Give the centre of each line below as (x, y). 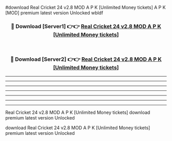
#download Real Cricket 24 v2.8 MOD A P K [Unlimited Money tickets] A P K (85, 7)
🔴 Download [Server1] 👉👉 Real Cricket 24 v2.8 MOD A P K (86, 26)
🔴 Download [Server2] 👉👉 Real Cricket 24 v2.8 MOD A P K (86, 59)
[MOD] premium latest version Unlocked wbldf (54, 13)
